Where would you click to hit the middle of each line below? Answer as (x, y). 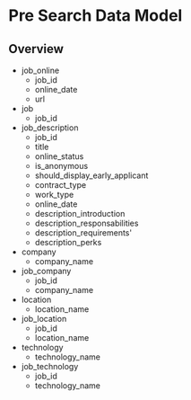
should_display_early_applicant (91, 175)
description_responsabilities (87, 223)
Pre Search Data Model (95, 16)
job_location (44, 319)
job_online (40, 70)
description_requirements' (83, 233)
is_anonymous (61, 166)
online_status (59, 156)
